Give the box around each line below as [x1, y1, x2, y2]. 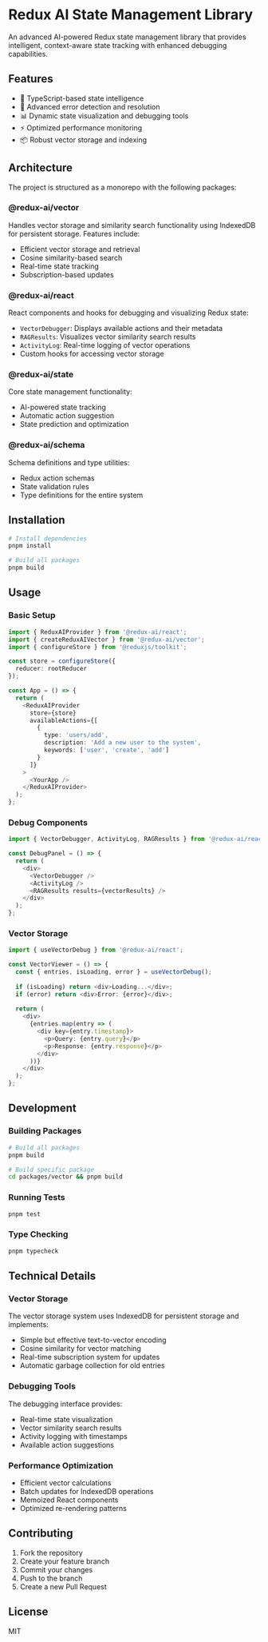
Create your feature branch [19, 1556, 110, 1566]
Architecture [8, 161, 73, 175]
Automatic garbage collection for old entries [19, 1361, 165, 1370]
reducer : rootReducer [15, 665, 88, 673]
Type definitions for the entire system [19, 490, 144, 500]
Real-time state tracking [19, 261, 100, 271]
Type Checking [8, 1229, 69, 1240]
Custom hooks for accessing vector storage [19, 349, 165, 359]
